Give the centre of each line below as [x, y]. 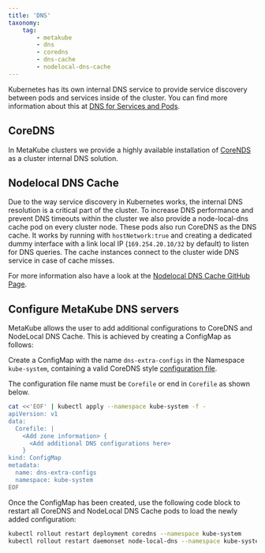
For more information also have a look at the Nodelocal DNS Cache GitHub [129, 276]
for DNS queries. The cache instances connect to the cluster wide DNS [123, 252]
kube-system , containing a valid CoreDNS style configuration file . [113, 368]
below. [19, 392]
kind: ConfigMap [35, 458]
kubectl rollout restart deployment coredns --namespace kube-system [125, 533]
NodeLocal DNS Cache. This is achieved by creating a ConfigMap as [119, 337]
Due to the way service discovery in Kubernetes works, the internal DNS [125, 202]
